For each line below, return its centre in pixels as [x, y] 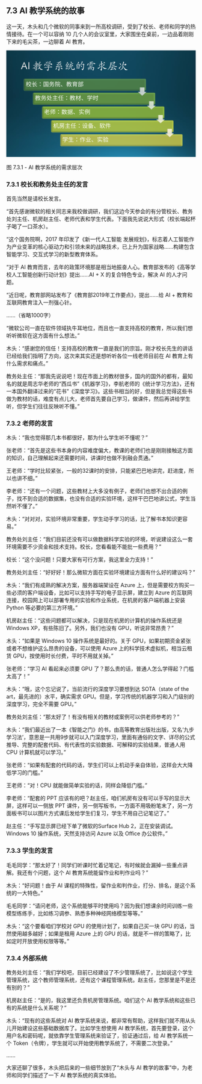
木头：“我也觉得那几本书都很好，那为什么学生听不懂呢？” [77, 438]
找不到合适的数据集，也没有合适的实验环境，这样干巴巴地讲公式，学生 [103, 499]
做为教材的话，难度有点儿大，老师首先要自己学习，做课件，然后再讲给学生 [98, 399]
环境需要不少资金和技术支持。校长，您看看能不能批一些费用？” [84, 547]
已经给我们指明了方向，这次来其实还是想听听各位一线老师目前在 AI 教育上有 [100, 356]
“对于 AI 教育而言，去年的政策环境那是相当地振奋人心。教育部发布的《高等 [98, 267]
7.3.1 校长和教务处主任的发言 [47, 184]
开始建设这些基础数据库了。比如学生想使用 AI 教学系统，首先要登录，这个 [102, 1028]
